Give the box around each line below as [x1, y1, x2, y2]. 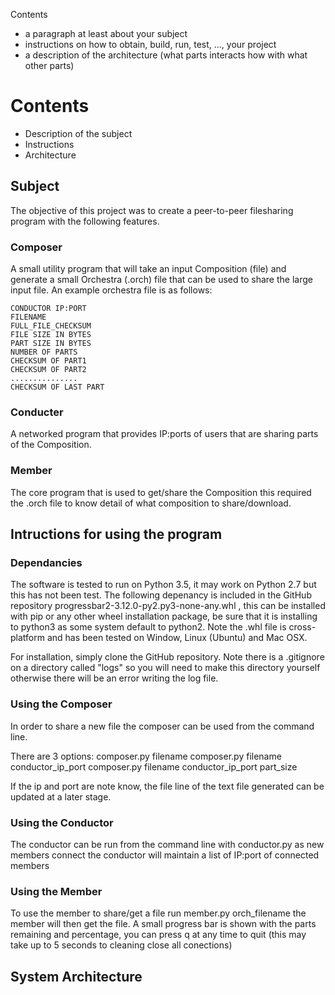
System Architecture [10, 968, 143, 985]
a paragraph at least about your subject [24, 28, 188, 39]
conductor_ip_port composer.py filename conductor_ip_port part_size [10, 760, 298, 773]
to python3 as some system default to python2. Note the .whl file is [10, 621, 287, 633]
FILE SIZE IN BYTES [10, 330, 92, 340]
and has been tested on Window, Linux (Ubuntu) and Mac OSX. [46, 632, 308, 644]
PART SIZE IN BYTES [10, 339, 92, 349]
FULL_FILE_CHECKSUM [10, 321, 92, 331]
